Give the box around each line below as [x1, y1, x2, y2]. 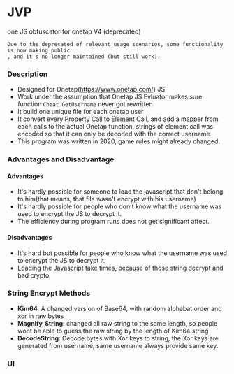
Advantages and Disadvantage [7, 154, 115, 164]
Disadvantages [7, 233, 52, 241]
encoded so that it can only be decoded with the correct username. [17, 130, 212, 138]
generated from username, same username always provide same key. [17, 341, 219, 350]
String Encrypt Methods [7, 288, 91, 298]
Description [7, 69, 48, 79]
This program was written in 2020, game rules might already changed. [17, 137, 220, 145]
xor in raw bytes [17, 312, 64, 320]
